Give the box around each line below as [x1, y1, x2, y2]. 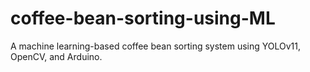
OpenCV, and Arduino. [10, 50, 103, 62]
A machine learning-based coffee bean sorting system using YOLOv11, [10, 40, 301, 52]
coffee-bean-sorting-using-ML [10, 7, 276, 30]
